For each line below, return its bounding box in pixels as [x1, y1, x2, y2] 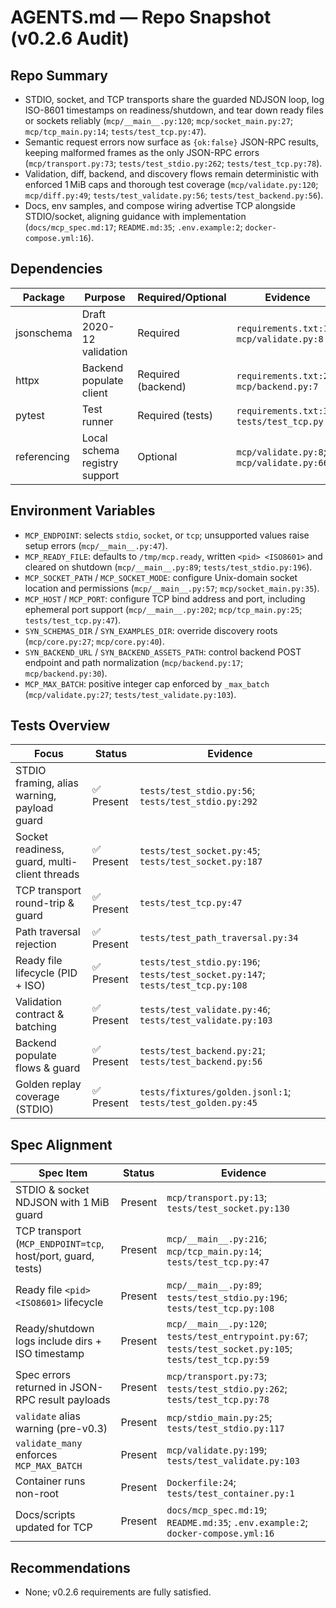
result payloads [38, 1393, 111, 1407]
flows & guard [15, 1061, 81, 1075]
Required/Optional [137, 290, 227, 304]
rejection [15, 937, 57, 951]
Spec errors [15, 1368, 72, 1382]
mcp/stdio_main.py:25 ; [166, 1411, 273, 1425]
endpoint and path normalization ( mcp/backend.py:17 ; [24, 656, 244, 668]
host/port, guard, [15, 1249, 95, 1263]
